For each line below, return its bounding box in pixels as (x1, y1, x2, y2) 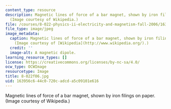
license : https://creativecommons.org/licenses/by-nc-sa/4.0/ (5, 60, 140, 65)
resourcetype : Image (5, 69, 49, 74)
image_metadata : (5, 31, 40, 36)
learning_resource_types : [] (5, 54, 67, 60)
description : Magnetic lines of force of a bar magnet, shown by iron (5, 12, 158, 17)
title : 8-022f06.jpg (5, 74, 49, 79)
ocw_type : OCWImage (5, 64, 47, 69)
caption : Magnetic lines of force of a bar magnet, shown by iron (10, 36, 154, 41)
